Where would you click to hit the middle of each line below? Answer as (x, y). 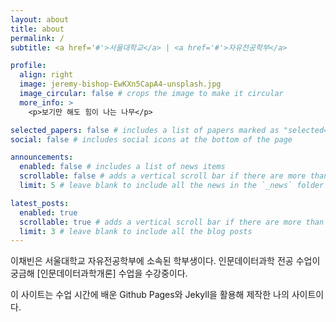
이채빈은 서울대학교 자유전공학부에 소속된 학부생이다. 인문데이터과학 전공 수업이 (165, 261)
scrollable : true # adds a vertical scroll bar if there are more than (172, 222)
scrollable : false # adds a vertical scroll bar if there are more (163, 176)
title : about (37, 29)
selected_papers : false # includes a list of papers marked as (145, 130)
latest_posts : (40, 203)
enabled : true (48, 212)
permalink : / (37, 38)
